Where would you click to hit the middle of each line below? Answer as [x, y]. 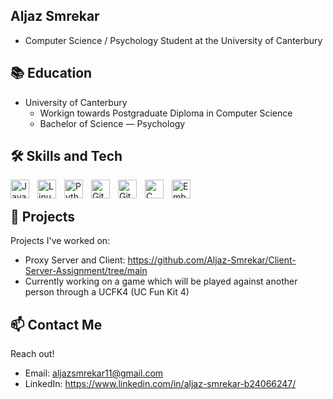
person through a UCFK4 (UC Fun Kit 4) [107, 292]
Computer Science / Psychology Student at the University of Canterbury [173, 40]
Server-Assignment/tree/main [86, 271]
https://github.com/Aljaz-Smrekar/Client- [212, 260]
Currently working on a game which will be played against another [161, 281]
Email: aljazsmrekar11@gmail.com [94, 373]
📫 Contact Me [56, 324]
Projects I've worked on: [60, 241]
